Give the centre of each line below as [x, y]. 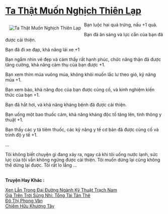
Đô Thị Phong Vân [24, 200]
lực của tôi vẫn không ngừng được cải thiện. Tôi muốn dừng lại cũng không [83, 160]
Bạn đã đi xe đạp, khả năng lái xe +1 [43, 49]
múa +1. [13, 80]
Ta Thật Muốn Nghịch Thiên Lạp [73, 11]
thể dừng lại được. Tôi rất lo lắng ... [41, 165]
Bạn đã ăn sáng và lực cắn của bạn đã [123, 34]
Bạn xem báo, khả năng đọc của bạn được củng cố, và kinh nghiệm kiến [80, 89]
